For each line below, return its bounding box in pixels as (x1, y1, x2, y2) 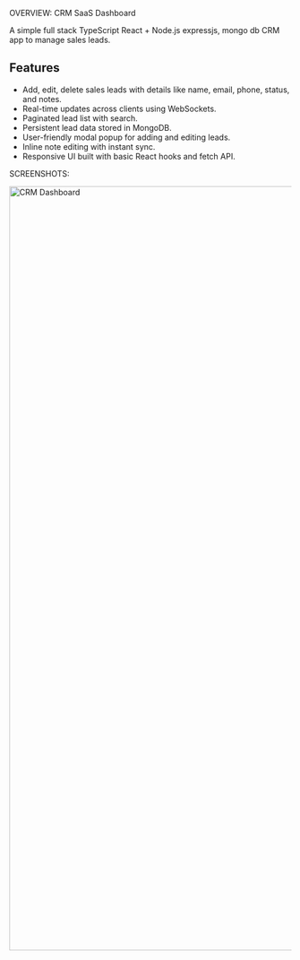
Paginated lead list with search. (21, 112, 139, 124)
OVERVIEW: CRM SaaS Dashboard (9, 8, 136, 18)
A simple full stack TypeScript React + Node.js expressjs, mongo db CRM (9, 25, 280, 35)
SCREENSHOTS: (9, 168, 70, 178)
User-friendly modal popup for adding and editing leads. (21, 132, 231, 143)
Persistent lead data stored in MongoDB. (21, 122, 172, 133)
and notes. (21, 93, 63, 104)
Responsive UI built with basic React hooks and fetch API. (21, 151, 236, 161)
